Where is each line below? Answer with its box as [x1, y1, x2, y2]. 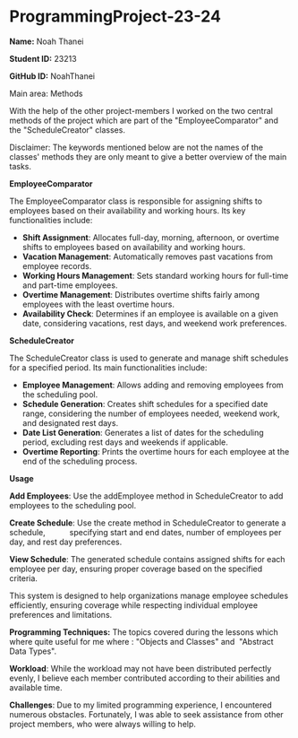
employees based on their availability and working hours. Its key [9, 204, 246, 216]
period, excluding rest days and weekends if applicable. [21, 437, 228, 447]
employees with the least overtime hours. [21, 299, 175, 309]
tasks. [9, 161, 32, 171]
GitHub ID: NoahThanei [9, 70, 96, 82]
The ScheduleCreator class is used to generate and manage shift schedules [9, 352, 289, 363]
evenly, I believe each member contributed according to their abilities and [9, 673, 280, 683]
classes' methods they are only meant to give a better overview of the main [9, 151, 287, 162]
